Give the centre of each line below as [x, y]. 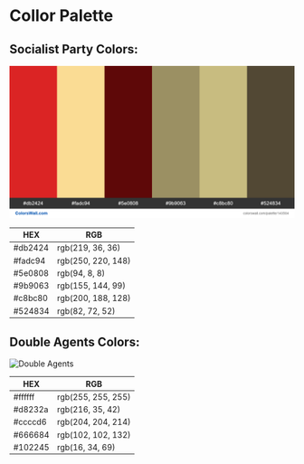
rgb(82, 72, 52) [86, 311]
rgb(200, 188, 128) [94, 298]
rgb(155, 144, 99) [92, 286]
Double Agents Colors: [75, 341]
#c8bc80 [30, 298]
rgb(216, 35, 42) [89, 410]
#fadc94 [29, 260]
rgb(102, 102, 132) [94, 434]
